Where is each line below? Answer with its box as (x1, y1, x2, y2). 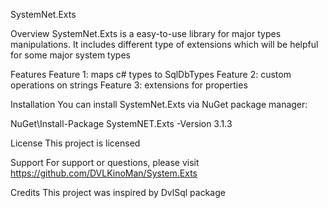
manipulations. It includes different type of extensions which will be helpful (10, 39, 319, 50)
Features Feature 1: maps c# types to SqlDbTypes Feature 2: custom (10, 69, 292, 80)
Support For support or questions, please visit (10, 157, 200, 168)
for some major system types (10, 49, 131, 61)
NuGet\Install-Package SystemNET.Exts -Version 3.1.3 (10, 118, 233, 129)
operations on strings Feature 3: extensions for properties (10, 79, 248, 91)
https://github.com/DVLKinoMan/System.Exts (10, 167, 198, 179)
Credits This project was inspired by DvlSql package (10, 187, 226, 198)
